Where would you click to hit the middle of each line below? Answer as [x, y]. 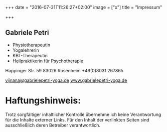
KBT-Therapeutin [30, 55]
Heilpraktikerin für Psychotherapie [48, 61]
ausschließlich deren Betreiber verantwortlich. [53, 125]
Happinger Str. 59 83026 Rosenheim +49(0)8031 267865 [64, 70]
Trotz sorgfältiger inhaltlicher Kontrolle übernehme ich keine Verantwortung [83, 114]
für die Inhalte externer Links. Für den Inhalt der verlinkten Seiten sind [77, 119]
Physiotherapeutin [31, 45]
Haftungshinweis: [43, 100]
